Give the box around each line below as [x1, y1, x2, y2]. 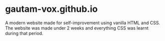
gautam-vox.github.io [5, 3, 98, 15]
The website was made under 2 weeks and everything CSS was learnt [5, 25, 149, 31]
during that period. [5, 30, 44, 36]
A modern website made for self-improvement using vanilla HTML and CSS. [5, 20, 161, 26]
